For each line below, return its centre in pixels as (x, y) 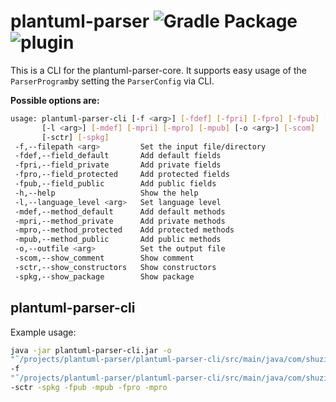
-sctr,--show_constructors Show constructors (115, 267)
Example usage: (43, 332)
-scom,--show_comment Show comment (104, 258)
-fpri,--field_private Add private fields (118, 165)
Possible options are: (55, 100)
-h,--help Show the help (106, 193)
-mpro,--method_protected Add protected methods (124, 230)
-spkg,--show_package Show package (104, 276)
